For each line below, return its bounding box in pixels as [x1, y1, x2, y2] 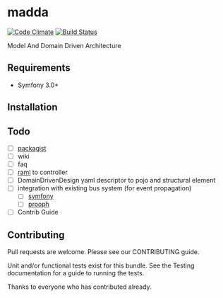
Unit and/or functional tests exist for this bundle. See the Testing [7, 261, 195, 270]
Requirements [7, 62, 71, 74]
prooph [28, 200, 49, 209]
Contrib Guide [17, 208, 59, 217]
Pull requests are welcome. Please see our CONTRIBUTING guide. [7, 248, 200, 256]
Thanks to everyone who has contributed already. [7, 282, 152, 291]
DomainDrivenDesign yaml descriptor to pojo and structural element [17, 176, 216, 185]
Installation [7, 101, 58, 113]
